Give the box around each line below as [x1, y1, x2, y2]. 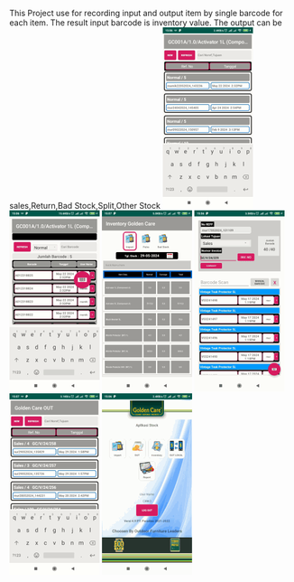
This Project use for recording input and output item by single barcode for [9, 8, 283, 18]
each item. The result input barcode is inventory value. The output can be [9, 17, 282, 28]
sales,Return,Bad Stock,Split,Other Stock [9, 201, 161, 211]
